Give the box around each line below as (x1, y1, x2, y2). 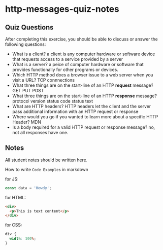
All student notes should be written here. (5, 157, 88, 163)
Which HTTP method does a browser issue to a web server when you (12, 72, 154, 77)
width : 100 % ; (9, 236, 36, 241)
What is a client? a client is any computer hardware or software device (12, 51, 155, 57)
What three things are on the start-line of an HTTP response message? (12, 93, 157, 99)
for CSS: (5, 222, 22, 228)
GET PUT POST (12, 88, 44, 93)
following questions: (5, 41, 46, 47)
